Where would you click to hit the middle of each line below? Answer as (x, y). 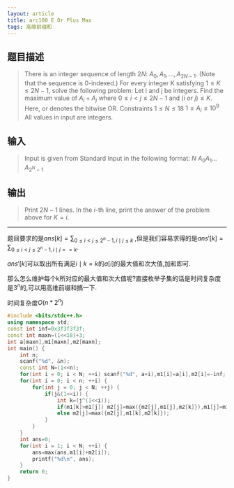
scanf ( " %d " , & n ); (45, 361)
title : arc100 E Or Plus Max (49, 20)
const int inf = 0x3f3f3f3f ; (46, 329)
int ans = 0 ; (36, 439)
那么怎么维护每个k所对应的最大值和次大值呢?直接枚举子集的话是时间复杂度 (114, 279)
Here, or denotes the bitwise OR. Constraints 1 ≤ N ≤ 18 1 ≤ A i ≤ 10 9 (122, 108)
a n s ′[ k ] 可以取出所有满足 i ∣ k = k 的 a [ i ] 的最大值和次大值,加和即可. (99, 264)
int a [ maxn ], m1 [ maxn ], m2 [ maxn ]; (54, 342)
